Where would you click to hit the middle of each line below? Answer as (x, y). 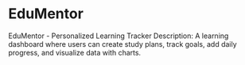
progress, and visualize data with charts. (75, 52)
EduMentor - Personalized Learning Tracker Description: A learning (119, 36)
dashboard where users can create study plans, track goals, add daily (122, 44)
